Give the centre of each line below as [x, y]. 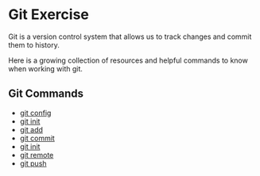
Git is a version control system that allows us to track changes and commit [130, 36]
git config [35, 113]
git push [33, 163]
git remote [37, 155]
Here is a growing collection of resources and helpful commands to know [128, 60]
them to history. [34, 44]
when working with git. [46, 68]
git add [31, 129]
